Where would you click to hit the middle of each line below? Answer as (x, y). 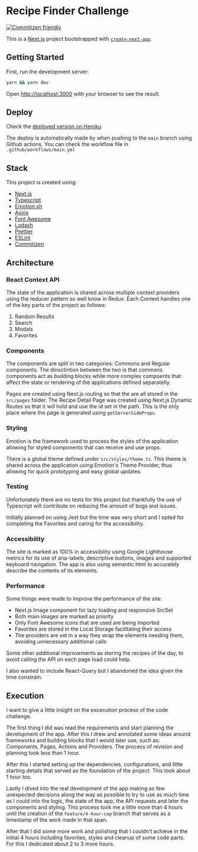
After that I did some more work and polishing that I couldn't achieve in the (97, 831)
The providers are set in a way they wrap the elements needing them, (99, 635)
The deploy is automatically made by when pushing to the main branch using (99, 138)
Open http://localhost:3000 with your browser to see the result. (83, 93)
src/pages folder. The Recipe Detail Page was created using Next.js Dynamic (99, 400)
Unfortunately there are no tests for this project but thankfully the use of (94, 499)
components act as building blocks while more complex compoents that (94, 376)
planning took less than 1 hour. (43, 753)
